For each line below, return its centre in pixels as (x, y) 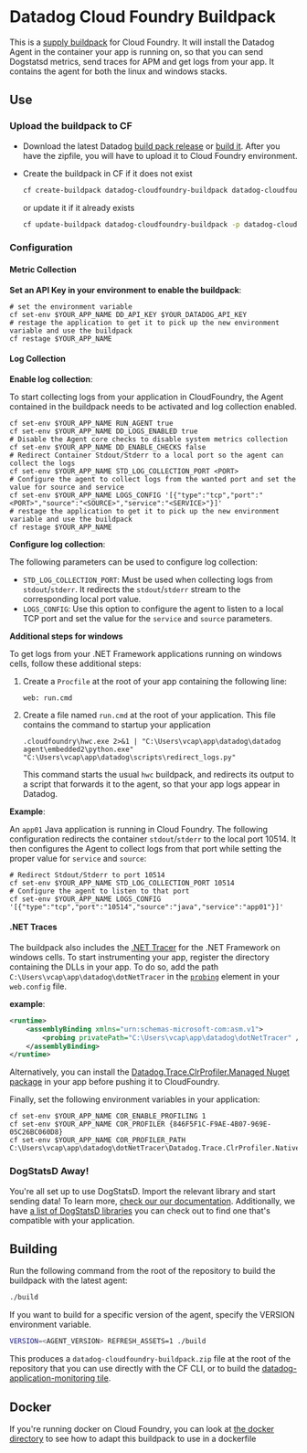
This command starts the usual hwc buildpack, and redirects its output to (158, 774)
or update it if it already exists (79, 207)
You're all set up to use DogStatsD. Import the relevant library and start (143, 1191)
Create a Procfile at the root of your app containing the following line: (155, 681)
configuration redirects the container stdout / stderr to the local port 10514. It (153, 839)
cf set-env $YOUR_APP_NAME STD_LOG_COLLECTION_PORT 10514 (122, 883)
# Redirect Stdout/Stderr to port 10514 (88, 875)
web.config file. (38, 986)
